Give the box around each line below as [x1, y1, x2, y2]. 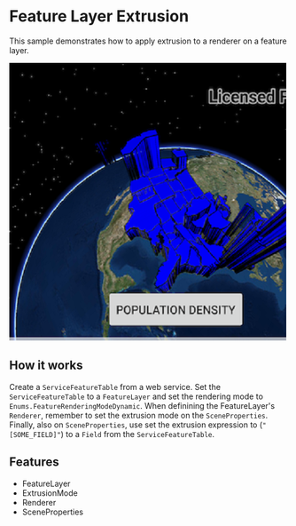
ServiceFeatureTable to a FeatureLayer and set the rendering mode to [9, 391, 264, 402]
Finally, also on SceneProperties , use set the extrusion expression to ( [9, 419, 263, 430]
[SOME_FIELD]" [9, 430, 62, 439]
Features [9, 455, 59, 470]
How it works [9, 358, 83, 373]
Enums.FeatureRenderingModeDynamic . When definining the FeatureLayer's [9, 400, 276, 410]
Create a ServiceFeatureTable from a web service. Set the [9, 381, 222, 392]
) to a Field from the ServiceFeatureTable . [60, 428, 215, 439]
